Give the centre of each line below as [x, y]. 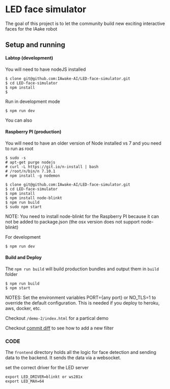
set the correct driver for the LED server [47, 368]
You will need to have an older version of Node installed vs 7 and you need [83, 143]
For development [23, 237]
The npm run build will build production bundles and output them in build [82, 269]
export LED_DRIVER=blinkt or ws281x [44, 377]
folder [11, 274]
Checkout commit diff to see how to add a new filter [60, 328]
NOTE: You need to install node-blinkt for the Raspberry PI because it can [82, 216]
